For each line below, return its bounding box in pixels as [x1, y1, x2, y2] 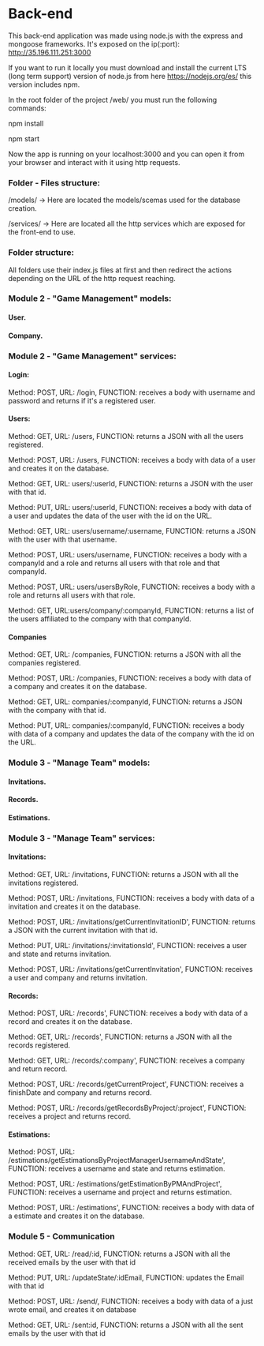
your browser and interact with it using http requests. [8, 157, 180, 167]
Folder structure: [8, 247, 75, 258]
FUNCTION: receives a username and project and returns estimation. [8, 1187, 232, 1197]
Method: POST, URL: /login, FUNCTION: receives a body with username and [8, 388, 255, 397]
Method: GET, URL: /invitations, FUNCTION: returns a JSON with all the [8, 870, 239, 879]
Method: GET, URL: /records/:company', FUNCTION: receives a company [8, 1055, 246, 1066]
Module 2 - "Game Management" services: [8, 351, 177, 362]
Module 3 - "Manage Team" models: [8, 757, 151, 768]
